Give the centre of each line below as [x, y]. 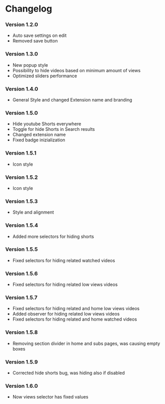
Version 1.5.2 [22, 177]
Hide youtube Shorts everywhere [47, 124]
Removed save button [35, 41]
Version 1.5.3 [22, 201]
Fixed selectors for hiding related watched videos [64, 260]
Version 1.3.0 [22, 54]
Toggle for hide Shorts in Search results [54, 129]
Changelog [29, 9]
